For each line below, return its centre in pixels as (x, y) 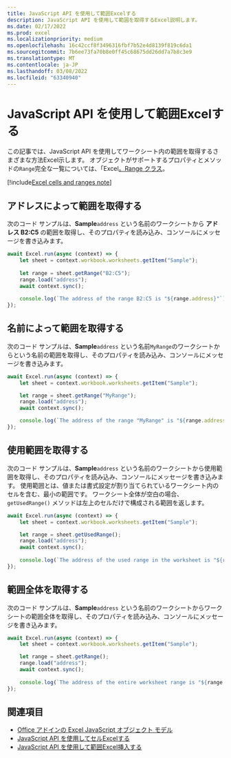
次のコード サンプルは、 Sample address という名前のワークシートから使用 (112, 468)
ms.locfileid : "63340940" (44, 78)
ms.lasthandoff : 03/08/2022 (47, 71)
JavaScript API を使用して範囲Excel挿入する (79, 747)
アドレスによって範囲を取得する (75, 206)
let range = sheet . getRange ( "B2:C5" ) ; (75, 273)
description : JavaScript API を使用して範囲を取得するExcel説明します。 (104, 20)
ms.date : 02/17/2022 (37, 26)
